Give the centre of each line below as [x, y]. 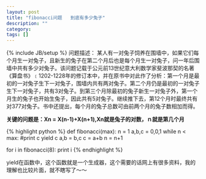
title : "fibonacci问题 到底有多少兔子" [56, 18]
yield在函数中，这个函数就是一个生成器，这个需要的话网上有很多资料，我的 [101, 163]
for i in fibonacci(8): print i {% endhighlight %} [65, 150]
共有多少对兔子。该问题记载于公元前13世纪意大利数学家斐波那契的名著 [106, 68]
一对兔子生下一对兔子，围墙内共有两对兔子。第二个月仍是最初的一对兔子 [108, 84]
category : [19, 29]
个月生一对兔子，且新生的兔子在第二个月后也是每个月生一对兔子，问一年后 [100, 60]
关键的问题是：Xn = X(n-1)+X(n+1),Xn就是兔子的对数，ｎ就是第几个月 [96, 119]
